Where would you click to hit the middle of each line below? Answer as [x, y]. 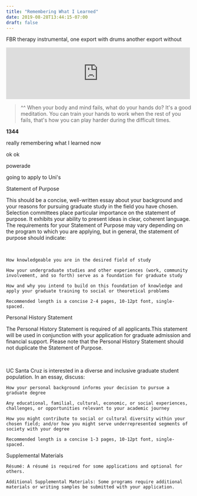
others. [16, 472]
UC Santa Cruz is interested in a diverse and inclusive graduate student [93, 371]
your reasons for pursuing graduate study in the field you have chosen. [92, 207]
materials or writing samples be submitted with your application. [91, 487]
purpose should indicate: [36, 238]
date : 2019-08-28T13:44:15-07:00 [47, 17]
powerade [18, 166]
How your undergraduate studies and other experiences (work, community [97, 270]
